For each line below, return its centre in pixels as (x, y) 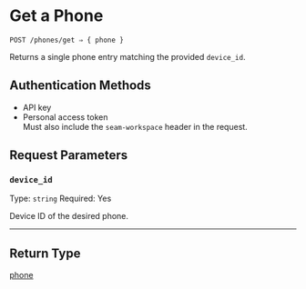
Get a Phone (56, 16)
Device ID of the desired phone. (69, 216)
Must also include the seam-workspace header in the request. (135, 126)
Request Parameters (69, 155)
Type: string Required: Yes (61, 199)
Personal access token (65, 117)
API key (37, 107)
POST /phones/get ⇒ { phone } (67, 40)
